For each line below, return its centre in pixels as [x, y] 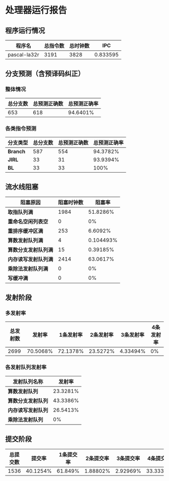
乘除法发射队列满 [28, 269]
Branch [17, 151]
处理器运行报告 [36, 10]
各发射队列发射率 [26, 367]
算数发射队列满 [26, 240]
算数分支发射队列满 [31, 250]
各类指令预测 [21, 128]
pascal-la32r [23, 55]
